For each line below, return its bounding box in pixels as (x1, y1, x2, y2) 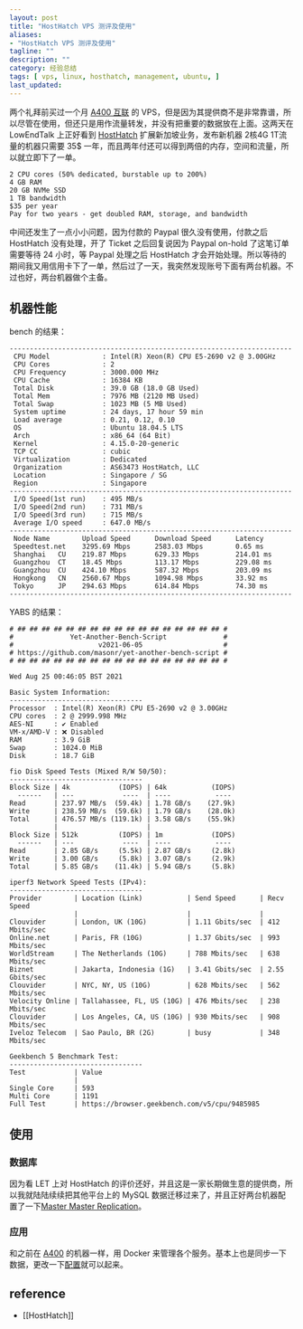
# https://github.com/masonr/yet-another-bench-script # (9, 649, 228, 658)
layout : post (9, 13, 59, 23)
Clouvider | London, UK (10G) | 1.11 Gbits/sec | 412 (9, 917, 280, 927)
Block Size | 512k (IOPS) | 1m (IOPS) (9, 831, 236, 840)
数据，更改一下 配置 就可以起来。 (9, 1259, 128, 1270)
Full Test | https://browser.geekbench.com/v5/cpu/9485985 (9, 1100, 260, 1109)
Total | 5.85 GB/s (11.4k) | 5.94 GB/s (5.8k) (9, 862, 236, 871)
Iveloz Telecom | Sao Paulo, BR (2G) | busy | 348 (9, 1029, 280, 1038)
